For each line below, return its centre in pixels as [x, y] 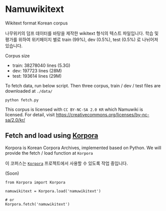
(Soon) [12, 173]
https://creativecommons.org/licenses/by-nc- [103, 114]
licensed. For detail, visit [30, 114]
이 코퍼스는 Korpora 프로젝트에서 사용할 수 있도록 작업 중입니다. [67, 163]
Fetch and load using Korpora [52, 136]
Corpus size [17, 55]
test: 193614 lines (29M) [37, 76]
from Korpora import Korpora [35, 182]
